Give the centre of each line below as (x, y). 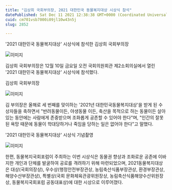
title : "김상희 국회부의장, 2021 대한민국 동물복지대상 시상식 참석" (69, 10)
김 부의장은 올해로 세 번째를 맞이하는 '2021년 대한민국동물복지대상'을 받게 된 (81, 105)
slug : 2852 (17, 24)
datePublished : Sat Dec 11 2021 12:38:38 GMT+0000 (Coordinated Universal (87, 15)
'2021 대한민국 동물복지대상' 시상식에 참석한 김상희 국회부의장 (67, 44)
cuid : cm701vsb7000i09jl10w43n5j (41, 19)
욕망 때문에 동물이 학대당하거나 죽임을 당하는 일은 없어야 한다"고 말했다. (82, 124)
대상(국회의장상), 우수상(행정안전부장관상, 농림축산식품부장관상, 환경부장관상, (88, 170)
